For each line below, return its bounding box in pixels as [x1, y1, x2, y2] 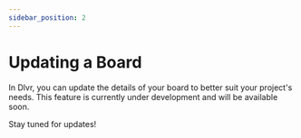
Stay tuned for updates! [8, 118, 97, 129]
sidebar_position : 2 [8, 13, 87, 23]
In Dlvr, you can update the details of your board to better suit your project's [8, 82, 293, 93]
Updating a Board [8, 51, 142, 72]
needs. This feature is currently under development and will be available [8, 91, 278, 102]
